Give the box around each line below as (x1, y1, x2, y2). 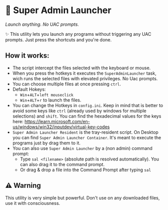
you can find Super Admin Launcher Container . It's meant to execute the (12, 134, 161, 140)
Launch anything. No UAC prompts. (5, 21, 79, 27)
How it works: (5, 51, 49, 60)
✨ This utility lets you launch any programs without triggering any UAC (5, 31, 152, 37)
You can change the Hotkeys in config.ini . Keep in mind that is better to (12, 102, 163, 108)
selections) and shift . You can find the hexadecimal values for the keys (12, 113, 161, 119)
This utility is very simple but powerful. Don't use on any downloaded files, (5, 194, 160, 201)
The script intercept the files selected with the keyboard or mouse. (12, 65, 151, 71)
